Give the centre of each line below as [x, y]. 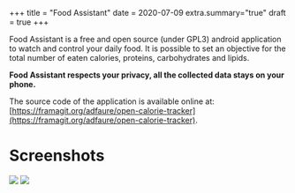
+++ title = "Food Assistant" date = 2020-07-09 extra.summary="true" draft [147, 13]
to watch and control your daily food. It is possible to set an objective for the [147, 48]
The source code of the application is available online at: [112, 101]
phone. [23, 84]
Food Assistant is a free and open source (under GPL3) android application [145, 39]
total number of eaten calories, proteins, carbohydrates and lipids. [129, 58]
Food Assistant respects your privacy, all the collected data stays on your [147, 75]
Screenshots [57, 156]
